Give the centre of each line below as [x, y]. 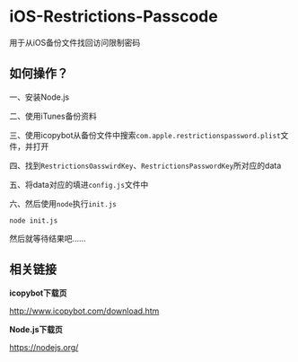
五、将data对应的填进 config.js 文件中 [79, 184]
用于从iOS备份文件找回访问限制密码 [75, 42]
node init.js [34, 221]
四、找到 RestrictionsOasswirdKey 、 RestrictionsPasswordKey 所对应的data [145, 165]
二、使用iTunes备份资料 [53, 116]
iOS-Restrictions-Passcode [114, 17]
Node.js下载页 [36, 329]
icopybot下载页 [38, 293]
